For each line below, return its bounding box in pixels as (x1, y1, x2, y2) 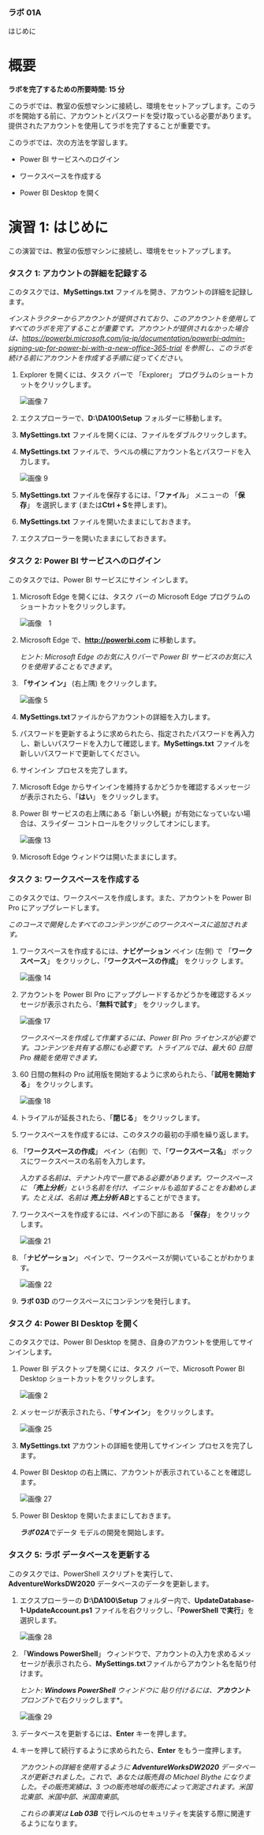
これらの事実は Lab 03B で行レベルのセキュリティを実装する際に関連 (19, 1808, 245, 1818)
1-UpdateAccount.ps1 (19, 1605, 93, 1615)
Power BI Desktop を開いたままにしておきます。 (19, 1511, 176, 1520)
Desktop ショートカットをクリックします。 (19, 1374, 159, 1384)
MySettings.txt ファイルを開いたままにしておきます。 (19, 517, 195, 526)
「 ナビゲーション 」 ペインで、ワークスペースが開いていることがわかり (19, 1253, 248, 1263)
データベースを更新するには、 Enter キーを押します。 (19, 1728, 191, 1738)
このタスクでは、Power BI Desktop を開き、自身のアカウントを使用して (8, 1337, 240, 1347)
